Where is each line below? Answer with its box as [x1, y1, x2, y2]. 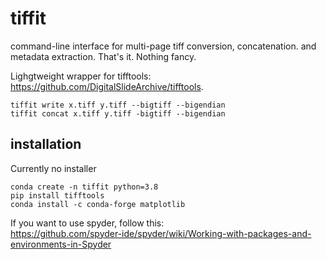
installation [10, 136, 82, 153]
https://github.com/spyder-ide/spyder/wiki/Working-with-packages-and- [10, 227, 312, 239]
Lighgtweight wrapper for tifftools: [10, 70, 152, 82]
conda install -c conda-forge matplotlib [10, 199, 186, 209]
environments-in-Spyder [10, 238, 112, 250]
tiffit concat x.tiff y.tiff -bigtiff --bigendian [10, 108, 226, 119]
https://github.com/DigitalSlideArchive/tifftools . [10, 80, 204, 92]
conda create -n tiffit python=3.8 [10, 182, 159, 192]
